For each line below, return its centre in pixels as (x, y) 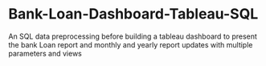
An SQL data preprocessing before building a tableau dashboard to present (133, 36)
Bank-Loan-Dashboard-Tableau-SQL (133, 14)
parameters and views (45, 53)
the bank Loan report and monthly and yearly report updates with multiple (131, 44)
